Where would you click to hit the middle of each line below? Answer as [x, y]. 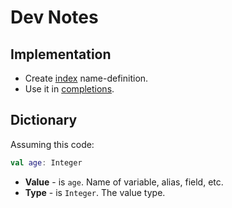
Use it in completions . [69, 89]
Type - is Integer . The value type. [95, 192]
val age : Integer [46, 162]
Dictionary [44, 120]
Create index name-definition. [86, 78]
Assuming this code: [52, 144]
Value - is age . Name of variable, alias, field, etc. [124, 182]
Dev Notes [54, 17]
